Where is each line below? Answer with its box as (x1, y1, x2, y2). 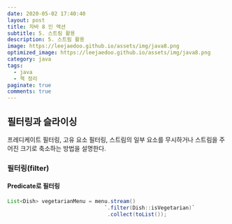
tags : (7, 62, 23, 69)
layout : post (7, 17, 45, 24)
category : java (7, 56, 52, 63)
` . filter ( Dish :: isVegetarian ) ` (103, 204, 196, 211)
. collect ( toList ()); (107, 211, 168, 218)
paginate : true (7, 82, 52, 89)
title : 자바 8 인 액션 (7, 23, 66, 30)
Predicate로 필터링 (7, 182, 61, 191)
